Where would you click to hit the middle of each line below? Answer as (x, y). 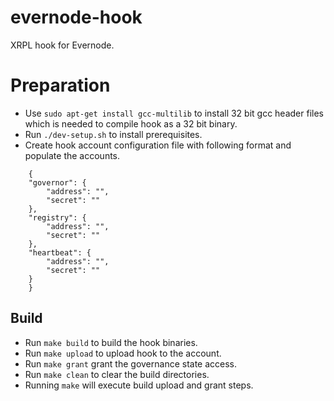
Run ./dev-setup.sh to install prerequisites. (113, 134)
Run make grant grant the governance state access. (131, 363)
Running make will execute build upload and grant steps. (139, 385)
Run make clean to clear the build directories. (117, 374)
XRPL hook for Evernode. (62, 45)
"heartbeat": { (60, 252)
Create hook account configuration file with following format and (158, 145)
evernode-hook (76, 17)
